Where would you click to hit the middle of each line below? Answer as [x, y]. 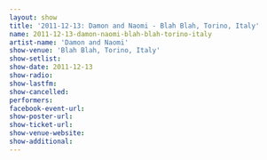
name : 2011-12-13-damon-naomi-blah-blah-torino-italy [111, 34]
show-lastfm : [33, 84]
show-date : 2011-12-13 [51, 68]
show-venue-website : [47, 133]
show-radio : [31, 76]
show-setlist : [35, 59]
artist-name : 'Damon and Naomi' [69, 42]
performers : [31, 100]
